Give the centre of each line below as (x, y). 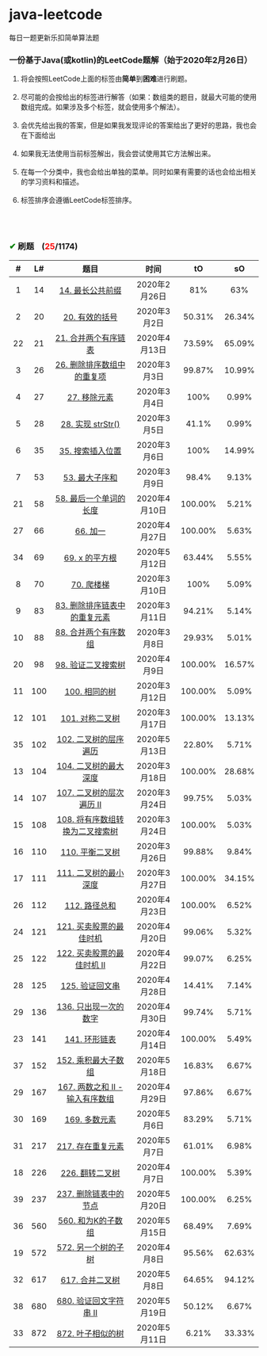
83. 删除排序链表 (86, 605)
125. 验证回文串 (90, 986)
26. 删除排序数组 (86, 365)
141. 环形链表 (90, 1039)
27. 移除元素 (90, 397)
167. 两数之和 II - (90, 1087)
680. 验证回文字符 (90, 1301)
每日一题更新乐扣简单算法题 (54, 37)
